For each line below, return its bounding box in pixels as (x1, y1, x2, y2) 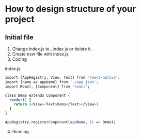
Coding (12, 56, 27, 62)
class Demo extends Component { (5, 93, 70, 98)
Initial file (5, 33, 34, 41)
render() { (9, 97, 31, 103)
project (5, 14, 35, 25)
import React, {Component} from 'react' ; (5, 84, 90, 89)
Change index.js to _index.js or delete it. (12, 46, 92, 52)
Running (12, 128, 29, 134)
